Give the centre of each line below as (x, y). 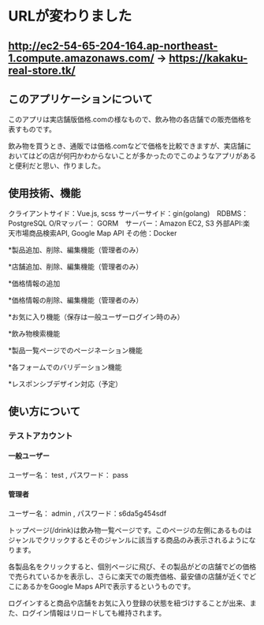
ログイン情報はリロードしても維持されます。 (94, 612)
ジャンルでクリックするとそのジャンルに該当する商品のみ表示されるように (129, 540)
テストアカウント (41, 436)
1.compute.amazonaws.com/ (82, 58)
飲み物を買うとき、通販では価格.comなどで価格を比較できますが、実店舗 (126, 146)
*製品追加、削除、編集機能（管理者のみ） (76, 250)
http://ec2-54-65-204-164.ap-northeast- (113, 45)
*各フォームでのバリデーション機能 (65, 367)
